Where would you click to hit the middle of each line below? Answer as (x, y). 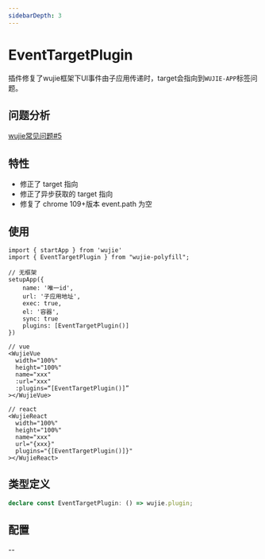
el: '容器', (41, 312)
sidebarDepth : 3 (35, 16)
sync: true (40, 319)
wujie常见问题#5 (35, 136)
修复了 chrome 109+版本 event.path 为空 (86, 204)
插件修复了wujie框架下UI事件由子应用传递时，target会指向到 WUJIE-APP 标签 (130, 78)
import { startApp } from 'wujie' (65, 250)
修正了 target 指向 (49, 184)
